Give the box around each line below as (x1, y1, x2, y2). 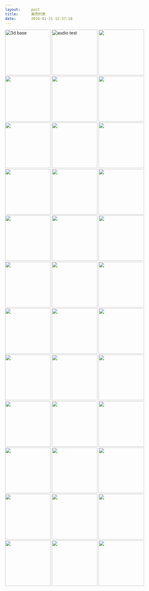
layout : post (5, 7, 40, 12)
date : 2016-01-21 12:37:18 (5, 16, 73, 21)
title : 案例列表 (5, 12, 46, 17)
